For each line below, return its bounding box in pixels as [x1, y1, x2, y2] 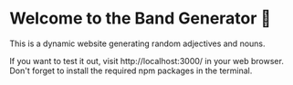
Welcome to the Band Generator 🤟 [9, 8, 272, 29]
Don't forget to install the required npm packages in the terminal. [9, 65, 253, 76]
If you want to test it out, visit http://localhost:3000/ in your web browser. [9, 55, 285, 66]
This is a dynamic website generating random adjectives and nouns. [9, 38, 267, 49]
